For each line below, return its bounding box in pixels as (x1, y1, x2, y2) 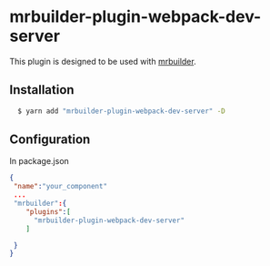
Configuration (9, 132, 91, 148)
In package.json (9, 156, 70, 167)
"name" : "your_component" (13, 182, 107, 191)
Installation (9, 82, 75, 97)
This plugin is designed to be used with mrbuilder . (9, 56, 197, 66)
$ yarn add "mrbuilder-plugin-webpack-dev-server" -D (17, 107, 225, 116)
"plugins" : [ (25, 207, 71, 216)
